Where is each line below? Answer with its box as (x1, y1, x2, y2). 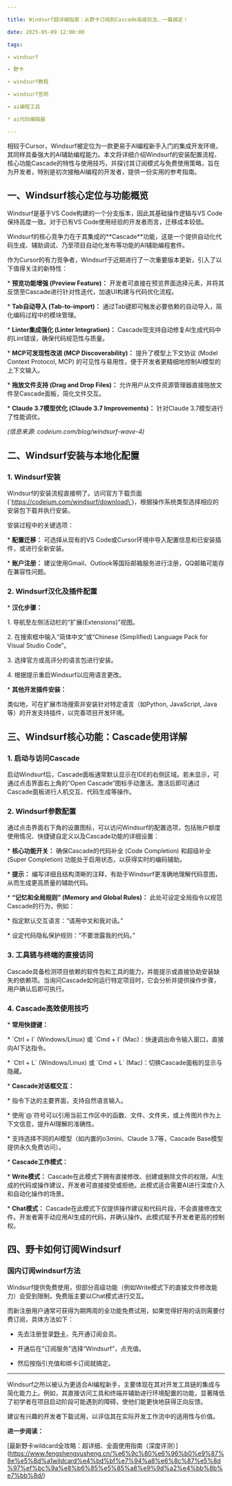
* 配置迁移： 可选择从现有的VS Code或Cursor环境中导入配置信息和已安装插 (7, 536, 222, 544)
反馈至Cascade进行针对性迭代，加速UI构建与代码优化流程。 (7, 288, 178, 296)
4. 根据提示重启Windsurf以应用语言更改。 (7, 671, 126, 679)
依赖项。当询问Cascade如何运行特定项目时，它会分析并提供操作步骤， (19, 976, 220, 984)
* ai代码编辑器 (7, 115, 46, 123)
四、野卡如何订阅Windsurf (7, 1244, 122, 1255)
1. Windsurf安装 (7, 472, 61, 482)
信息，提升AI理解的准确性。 (19, 1120, 98, 1128)
